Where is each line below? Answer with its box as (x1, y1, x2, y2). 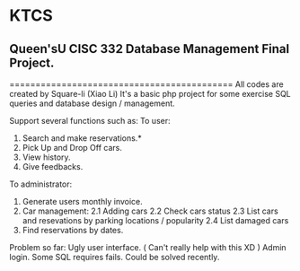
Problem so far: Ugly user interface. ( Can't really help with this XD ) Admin (9, 242, 287, 252)
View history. (22, 152, 71, 162)
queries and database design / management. (9, 98, 175, 109)
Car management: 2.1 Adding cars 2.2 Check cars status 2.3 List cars (22, 205, 278, 216)
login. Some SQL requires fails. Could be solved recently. (9, 252, 220, 262)
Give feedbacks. (22, 162, 84, 171)
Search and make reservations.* (22, 133, 142, 144)
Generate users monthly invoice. (22, 197, 144, 206)
